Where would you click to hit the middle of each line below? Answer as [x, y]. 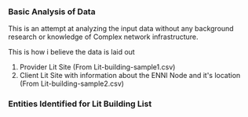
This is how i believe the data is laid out [71, 52]
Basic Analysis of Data [52, 12]
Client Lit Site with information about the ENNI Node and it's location [130, 76]
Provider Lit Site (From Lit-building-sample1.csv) [97, 67]
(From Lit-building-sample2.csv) [71, 83]
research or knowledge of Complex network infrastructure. [103, 37]
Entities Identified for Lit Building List [80, 104]
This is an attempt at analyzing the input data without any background [121, 29]
